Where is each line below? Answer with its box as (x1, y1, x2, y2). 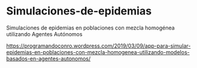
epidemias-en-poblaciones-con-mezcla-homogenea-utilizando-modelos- (6, 48, 190, 55)
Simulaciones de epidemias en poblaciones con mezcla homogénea (6, 24, 175, 31)
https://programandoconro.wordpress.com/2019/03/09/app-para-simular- (6, 42, 191, 49)
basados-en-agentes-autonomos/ (6, 55, 91, 62)
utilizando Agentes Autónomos (6, 30, 83, 37)
